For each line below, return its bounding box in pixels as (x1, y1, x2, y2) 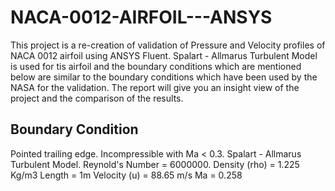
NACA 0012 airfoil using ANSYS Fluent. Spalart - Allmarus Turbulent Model (10, 49, 318, 61)
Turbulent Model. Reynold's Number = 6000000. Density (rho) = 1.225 (10, 158, 300, 170)
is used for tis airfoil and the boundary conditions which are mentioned (10, 60, 302, 72)
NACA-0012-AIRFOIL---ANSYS (10, 6, 273, 29)
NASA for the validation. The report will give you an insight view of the (10, 81, 300, 93)
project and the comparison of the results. (10, 92, 184, 104)
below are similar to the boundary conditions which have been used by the (10, 71, 318, 83)
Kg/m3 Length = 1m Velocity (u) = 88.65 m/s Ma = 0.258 (10, 169, 243, 181)
